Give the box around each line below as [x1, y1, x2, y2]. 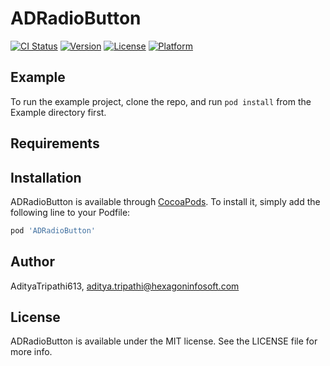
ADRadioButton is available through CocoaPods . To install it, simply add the [10, 195, 321, 207]
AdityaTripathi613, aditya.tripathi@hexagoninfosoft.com [10, 280, 240, 292]
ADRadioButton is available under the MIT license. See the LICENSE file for [10, 335, 318, 347]
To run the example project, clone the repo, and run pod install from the [10, 95, 312, 107]
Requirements [10, 135, 100, 152]
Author [10, 253, 55, 271]
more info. [10, 346, 53, 358]
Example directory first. [10, 106, 107, 118]
